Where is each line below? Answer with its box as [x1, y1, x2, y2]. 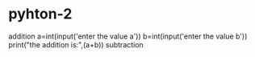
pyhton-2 [8, 5, 73, 23]
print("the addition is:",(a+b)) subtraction [8, 39, 144, 49]
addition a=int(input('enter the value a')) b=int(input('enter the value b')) [8, 31, 248, 41]
